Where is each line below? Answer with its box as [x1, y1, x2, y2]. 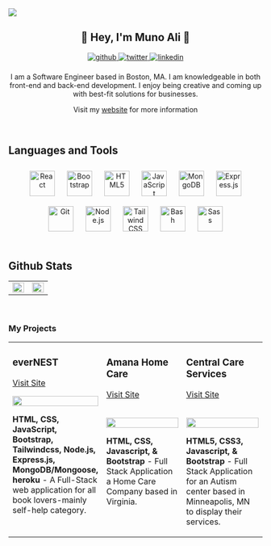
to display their [186, 506, 243, 517]
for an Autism [186, 476, 237, 487]
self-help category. [12, 504, 87, 515]
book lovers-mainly [12, 494, 87, 506]
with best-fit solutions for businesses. [73, 89, 198, 99]
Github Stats [8, 259, 73, 273]
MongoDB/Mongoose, [12, 464, 99, 475]
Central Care [186, 355, 244, 368]
